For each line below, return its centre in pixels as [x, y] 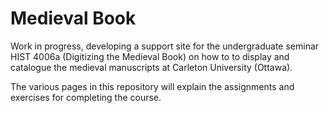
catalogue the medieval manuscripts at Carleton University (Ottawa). [151, 67]
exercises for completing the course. [86, 97]
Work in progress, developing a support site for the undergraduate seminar [165, 46]
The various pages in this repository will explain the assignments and [152, 86]
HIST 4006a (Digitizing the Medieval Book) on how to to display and [150, 56]
